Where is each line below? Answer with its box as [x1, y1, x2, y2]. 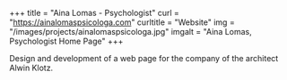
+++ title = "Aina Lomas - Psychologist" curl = [9, 8, 179, 18]
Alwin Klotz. [9, 62, 54, 73]
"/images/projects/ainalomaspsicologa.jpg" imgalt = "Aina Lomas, [9, 27, 253, 36]
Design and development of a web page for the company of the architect [9, 53, 279, 63]
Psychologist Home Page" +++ [9, 36, 124, 46]
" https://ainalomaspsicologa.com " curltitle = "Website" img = [9, 17, 235, 28]
